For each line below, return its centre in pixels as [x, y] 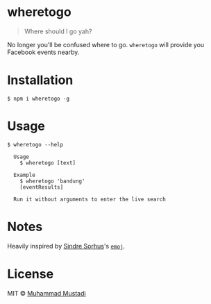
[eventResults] [42, 187]
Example [25, 175]
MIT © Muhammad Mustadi [47, 293]
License [31, 274]
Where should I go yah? [58, 31]
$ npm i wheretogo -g [39, 99]
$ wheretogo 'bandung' [52, 181]
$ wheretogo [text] [48, 163]
